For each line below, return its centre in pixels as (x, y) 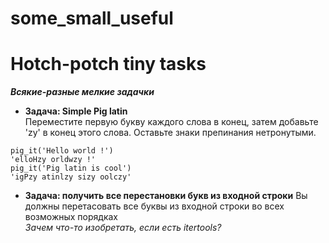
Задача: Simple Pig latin (76, 111)
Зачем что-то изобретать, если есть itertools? (123, 228)
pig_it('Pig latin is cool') (71, 168)
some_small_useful (92, 18)
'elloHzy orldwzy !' (53, 160)
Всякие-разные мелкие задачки (82, 92)
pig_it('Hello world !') (62, 151)
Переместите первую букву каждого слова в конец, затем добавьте (171, 122)
